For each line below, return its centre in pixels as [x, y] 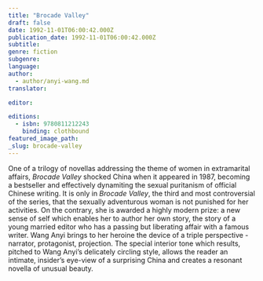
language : [24, 67]
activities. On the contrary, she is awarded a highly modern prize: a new [124, 210]
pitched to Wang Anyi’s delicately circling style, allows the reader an [118, 251]
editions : [24, 117]
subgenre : [24, 60]
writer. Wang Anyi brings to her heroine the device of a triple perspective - [128, 235]
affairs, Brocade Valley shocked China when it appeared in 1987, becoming [129, 177]
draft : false [29, 23]
